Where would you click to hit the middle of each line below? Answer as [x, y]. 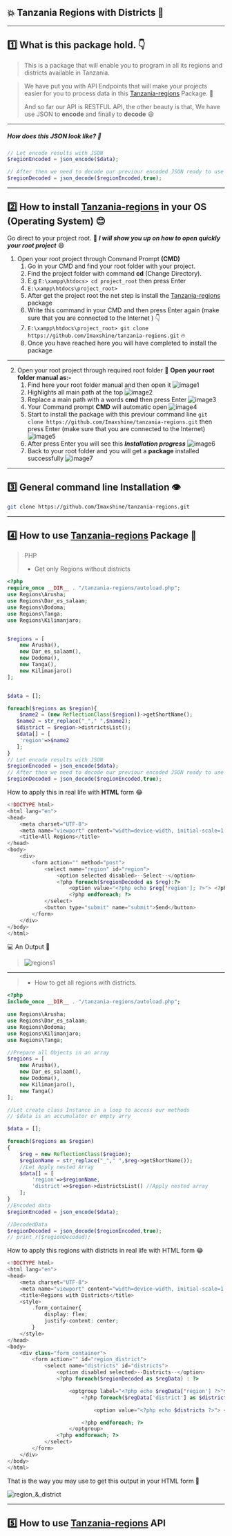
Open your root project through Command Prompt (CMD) [99, 258]
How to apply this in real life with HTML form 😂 [75, 793]
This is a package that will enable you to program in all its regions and [123, 65]
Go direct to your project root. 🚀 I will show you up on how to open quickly [114, 238]
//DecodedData [28, 1224]
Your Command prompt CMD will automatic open [97, 407]
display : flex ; [66, 1315]
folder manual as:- [44, 377]
